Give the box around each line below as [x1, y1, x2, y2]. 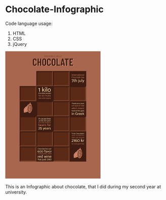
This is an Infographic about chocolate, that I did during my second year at [5, 184, 161, 190]
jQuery [12, 41, 27, 47]
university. [5, 189, 27, 195]
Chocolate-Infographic [5, 4, 104, 15]
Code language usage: [5, 20, 53, 26]
